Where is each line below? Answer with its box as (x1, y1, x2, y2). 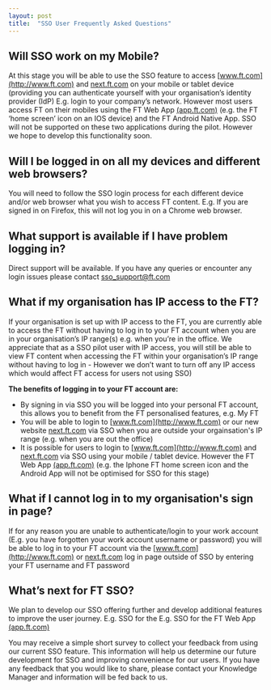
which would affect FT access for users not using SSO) (8, 368, 193, 378)
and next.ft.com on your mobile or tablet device (75, 79, 235, 89)
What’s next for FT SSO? (8, 583, 135, 597)
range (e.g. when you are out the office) (19, 434, 154, 443)
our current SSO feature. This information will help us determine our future (8, 646, 257, 656)
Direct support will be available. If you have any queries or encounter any (8, 263, 252, 273)
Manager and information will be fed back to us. (8, 672, 168, 682)
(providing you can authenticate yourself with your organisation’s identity (8, 88, 252, 98)
